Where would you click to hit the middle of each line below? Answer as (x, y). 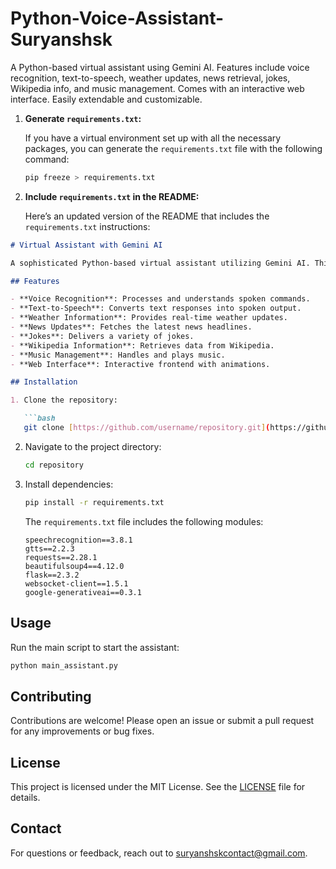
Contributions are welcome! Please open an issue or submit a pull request (162, 721)
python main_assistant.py (64, 665)
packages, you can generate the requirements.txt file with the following (173, 148)
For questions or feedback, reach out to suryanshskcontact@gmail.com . (159, 853)
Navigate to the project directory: (93, 446)
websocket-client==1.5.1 (76, 583)
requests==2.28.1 (61, 557)
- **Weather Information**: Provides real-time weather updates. (149, 318)
